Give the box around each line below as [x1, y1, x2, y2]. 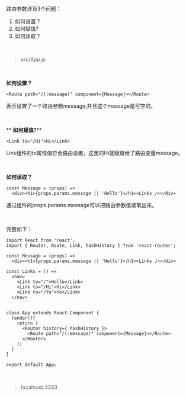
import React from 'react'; [6, 237, 76, 243]
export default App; [6, 362, 57, 368]
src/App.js [20, 56, 46, 63]
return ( [17, 320, 39, 326]
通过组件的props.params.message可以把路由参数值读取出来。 [6, 202, 158, 208]
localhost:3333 [20, 384, 58, 391]
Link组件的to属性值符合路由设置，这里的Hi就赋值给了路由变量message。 [6, 150, 184, 156]
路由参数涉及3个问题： [6, 5, 62, 12]
